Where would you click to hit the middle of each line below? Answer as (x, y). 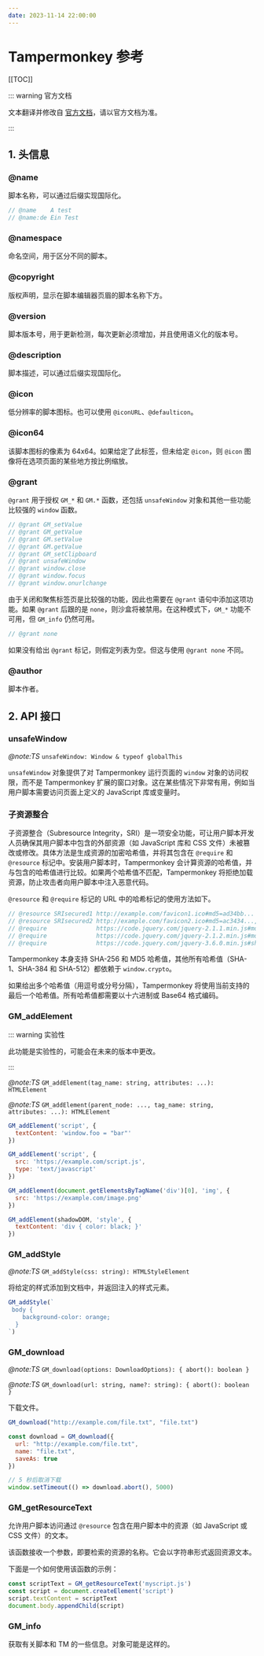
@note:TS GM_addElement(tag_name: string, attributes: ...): (111, 1082)
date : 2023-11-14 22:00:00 (52, 15)
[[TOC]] (20, 79)
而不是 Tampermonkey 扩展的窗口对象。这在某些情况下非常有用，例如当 (138, 782)
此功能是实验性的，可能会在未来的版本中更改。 (84, 1051)
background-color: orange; (66, 1318)
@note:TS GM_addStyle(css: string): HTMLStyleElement (99, 1271)
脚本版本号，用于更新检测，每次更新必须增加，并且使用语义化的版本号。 (125, 334)
